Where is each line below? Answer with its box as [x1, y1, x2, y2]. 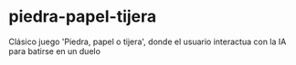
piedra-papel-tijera [8, 6, 157, 27]
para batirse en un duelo [8, 45, 101, 56]
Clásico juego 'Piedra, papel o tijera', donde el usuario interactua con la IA [8, 36, 287, 47]
